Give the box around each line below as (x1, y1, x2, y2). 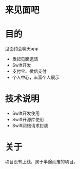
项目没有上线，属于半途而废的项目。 (5, 159, 78, 164)
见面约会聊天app (5, 46, 39, 52)
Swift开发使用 (12, 110, 40, 116)
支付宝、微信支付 (12, 68, 47, 74)
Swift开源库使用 (12, 117, 44, 123)
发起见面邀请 (12, 56, 38, 62)
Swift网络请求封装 (12, 123, 48, 128)
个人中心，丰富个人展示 (12, 74, 60, 81)
